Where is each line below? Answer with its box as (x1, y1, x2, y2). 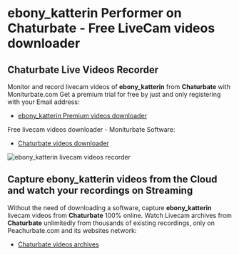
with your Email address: (7, 98, 80, 106)
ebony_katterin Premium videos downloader (17, 112, 148, 120)
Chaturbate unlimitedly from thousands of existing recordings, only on (7, 219, 215, 227)
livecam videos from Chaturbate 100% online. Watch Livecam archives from (7, 211, 232, 219)
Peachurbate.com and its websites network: (7, 226, 137, 234)
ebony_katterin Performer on (7, 5, 182, 21)
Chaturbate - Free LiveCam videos (7, 20, 215, 36)
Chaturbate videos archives (17, 240, 100, 249)
